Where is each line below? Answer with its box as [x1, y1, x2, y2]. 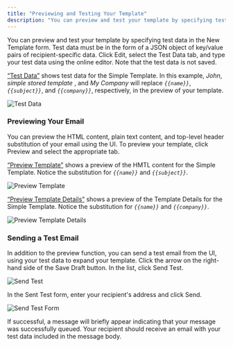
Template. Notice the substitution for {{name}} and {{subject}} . [7, 168, 189, 176]
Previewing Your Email [7, 117, 85, 126]
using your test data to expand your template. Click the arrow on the [7, 256, 202, 264]
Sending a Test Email [7, 233, 79, 243]
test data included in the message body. [7, 332, 122, 341]
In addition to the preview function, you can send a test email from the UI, [7, 249, 217, 257]
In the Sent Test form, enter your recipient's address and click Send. [7, 291, 202, 299]
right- [203, 256, 220, 264]
